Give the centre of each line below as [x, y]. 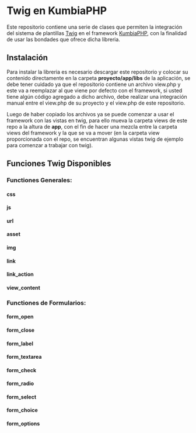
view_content [23, 287]
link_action [20, 274]
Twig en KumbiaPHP [57, 11]
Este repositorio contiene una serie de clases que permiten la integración [94, 27]
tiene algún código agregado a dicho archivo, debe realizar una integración [97, 96]
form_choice [22, 410]
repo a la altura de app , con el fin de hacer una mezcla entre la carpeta [92, 126]
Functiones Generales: [39, 181]
